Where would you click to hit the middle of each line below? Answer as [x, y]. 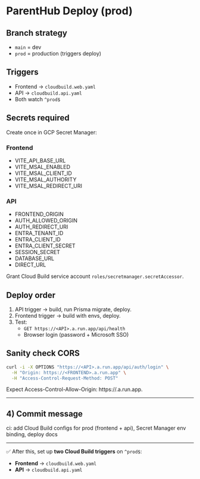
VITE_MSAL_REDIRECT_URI [48, 186]
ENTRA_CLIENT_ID [38, 240]
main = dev [28, 47]
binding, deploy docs [32, 434]
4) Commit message [45, 414]
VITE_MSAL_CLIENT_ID [43, 173]
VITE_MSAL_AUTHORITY [46, 179]
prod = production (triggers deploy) [58, 54]
